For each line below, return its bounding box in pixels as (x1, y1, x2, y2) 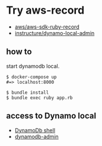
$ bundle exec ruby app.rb (6, 94, 73, 101)
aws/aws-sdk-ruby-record (14, 23, 79, 30)
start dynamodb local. (6, 62, 60, 69)
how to (6, 47, 32, 57)
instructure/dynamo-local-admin (14, 29, 95, 36)
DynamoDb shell (14, 126, 55, 134)
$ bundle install (6, 90, 49, 96)
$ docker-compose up (6, 74, 58, 80)
